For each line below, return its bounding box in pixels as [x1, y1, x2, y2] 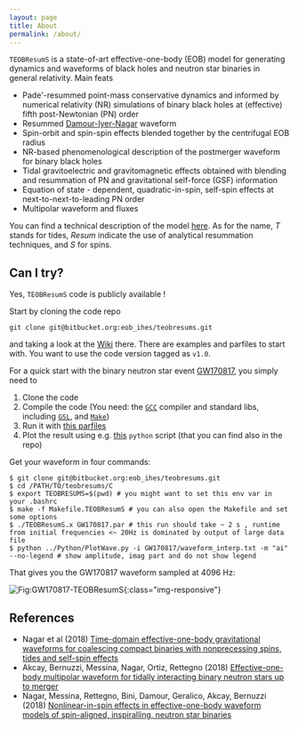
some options [9, 513, 58, 522]
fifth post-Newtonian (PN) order [21, 108, 140, 120]
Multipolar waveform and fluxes [21, 204, 139, 214]
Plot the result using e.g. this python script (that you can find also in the [21, 430, 283, 441]
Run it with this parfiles [21, 421, 107, 431]
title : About [9, 21, 58, 30]
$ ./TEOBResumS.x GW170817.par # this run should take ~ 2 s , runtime [9, 521, 280, 530]
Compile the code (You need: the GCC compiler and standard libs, [21, 402, 260, 413]
